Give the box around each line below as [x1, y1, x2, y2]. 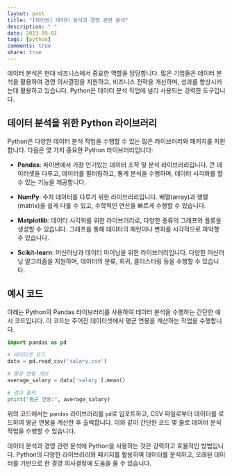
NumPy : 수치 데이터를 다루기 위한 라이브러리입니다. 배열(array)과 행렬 [17, 193, 208, 201]
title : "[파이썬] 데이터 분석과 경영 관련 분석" [7, 17, 129, 24]
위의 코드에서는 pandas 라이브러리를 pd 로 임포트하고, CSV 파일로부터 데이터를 [7, 409, 217, 418]
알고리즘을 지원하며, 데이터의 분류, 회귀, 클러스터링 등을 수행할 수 [24, 256, 201, 265]
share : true [7, 49, 42, 56]
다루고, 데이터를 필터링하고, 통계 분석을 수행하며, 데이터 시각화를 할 [41, 169, 224, 177]
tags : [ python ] [7, 36, 51, 43]
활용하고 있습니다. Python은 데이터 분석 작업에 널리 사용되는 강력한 [19, 86, 201, 95]
